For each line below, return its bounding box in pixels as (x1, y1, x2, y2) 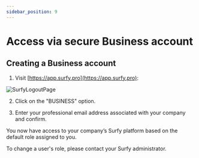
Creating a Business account (6, 58, 116, 69)
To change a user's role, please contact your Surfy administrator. (6, 145, 167, 152)
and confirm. (14, 115, 47, 123)
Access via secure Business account (6, 34, 194, 48)
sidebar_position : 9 (6, 8, 58, 15)
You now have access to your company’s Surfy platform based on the (6, 127, 178, 134)
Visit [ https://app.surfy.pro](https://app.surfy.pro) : (14, 74, 139, 81)
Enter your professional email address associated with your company (14, 109, 186, 116)
